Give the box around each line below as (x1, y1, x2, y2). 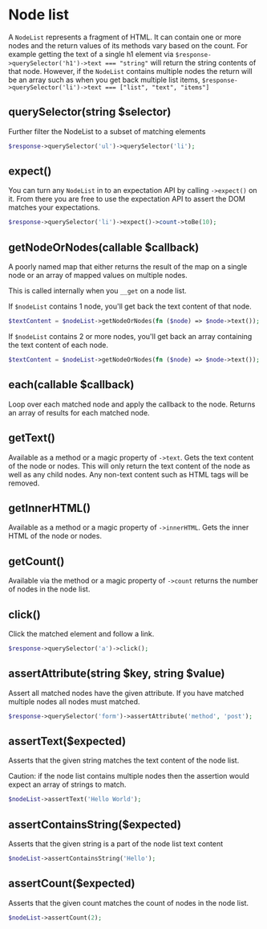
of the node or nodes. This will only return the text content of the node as (8, 460, 251, 471)
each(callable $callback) (8, 378, 135, 391)
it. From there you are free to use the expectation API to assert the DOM (8, 194, 246, 204)
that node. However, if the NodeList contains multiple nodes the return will (8, 66, 253, 76)
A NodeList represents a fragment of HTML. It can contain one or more (8, 32, 242, 42)
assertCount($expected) (8, 877, 136, 890)
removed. (8, 478, 40, 488)
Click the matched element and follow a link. (8, 628, 155, 638)
